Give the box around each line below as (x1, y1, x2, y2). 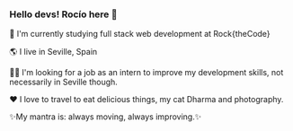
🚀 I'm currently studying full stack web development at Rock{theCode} (9, 29, 271, 39)
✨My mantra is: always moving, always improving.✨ (9, 111, 202, 122)
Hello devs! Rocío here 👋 (9, 8, 118, 21)
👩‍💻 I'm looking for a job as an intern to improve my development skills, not (9, 67, 284, 78)
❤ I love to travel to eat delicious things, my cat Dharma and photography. (9, 94, 284, 105)
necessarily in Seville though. (9, 76, 119, 88)
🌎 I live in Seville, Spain (9, 47, 98, 57)
